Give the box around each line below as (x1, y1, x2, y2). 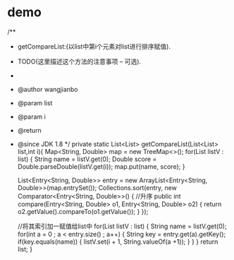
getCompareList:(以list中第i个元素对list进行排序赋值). (17, 42, 171, 50)
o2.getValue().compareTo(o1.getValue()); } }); (17, 207, 149, 215)
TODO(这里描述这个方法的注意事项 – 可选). (17, 57, 142, 66)
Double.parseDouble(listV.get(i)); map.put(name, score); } (17, 162, 185, 170)
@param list (17, 98, 53, 107)
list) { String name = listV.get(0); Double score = (17, 155, 157, 163)
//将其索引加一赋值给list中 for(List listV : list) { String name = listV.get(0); (17, 222, 227, 230)
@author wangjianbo (17, 85, 78, 93)
